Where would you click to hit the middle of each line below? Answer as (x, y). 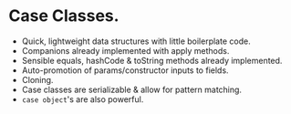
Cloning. (37, 79)
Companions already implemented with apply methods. (125, 50)
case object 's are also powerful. (83, 99)
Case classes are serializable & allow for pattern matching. (132, 89)
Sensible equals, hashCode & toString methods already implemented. (152, 60)
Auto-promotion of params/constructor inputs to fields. (125, 70)
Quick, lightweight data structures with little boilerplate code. (136, 41)
